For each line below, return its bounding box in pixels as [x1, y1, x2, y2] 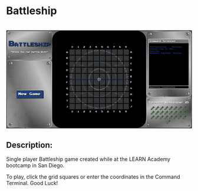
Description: [6, 140, 53, 150]
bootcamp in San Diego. [6, 162, 65, 169]
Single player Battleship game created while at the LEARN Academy [6, 156, 171, 163]
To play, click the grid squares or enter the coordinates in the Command [6, 173, 181, 180]
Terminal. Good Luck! [6, 180, 58, 187]
